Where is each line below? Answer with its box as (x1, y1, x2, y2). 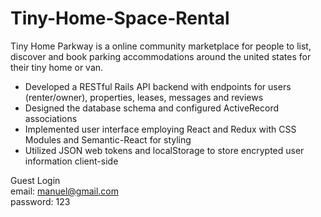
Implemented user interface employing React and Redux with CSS (24, 123, 297, 135)
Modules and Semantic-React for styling (24, 133, 192, 146)
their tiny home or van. (10, 61, 104, 73)
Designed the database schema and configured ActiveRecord (24, 102, 280, 114)
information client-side (24, 155, 119, 167)
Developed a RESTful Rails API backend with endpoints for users (24, 80, 292, 92)
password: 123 (10, 195, 71, 207)
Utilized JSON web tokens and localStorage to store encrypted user (24, 144, 305, 156)
